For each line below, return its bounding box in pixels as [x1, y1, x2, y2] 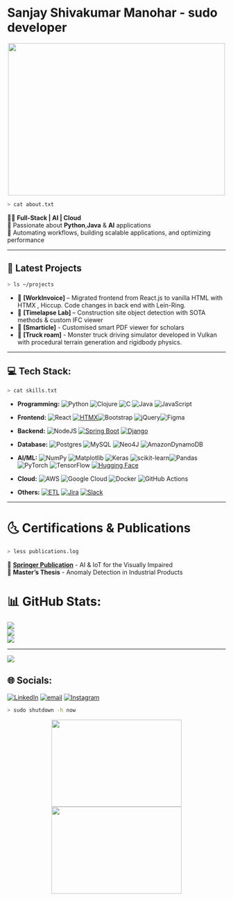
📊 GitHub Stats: [7, 593, 102, 609]
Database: [17, 440, 49, 449]
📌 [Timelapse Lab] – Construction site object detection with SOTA [17, 308, 206, 317]
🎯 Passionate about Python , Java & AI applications [7, 221, 151, 229]
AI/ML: [17, 454, 38, 462]
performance [7, 235, 45, 244]
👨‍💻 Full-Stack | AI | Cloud [7, 214, 82, 222]
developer [7, 19, 67, 35]
